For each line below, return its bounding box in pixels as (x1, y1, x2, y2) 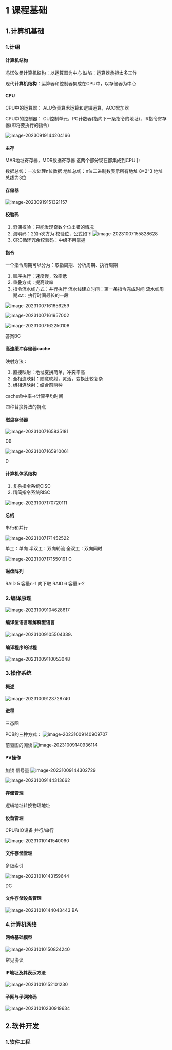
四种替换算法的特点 (5, 403, 46, 410)
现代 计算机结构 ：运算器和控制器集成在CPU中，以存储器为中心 (5, 80, 137, 86)
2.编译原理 (5, 595, 32, 602)
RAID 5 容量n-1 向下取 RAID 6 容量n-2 (5, 580, 85, 586)
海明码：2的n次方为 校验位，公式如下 (12, 230, 92, 237)
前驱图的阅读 (5, 742, 32, 748)
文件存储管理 (5, 850, 32, 856)
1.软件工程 (5, 1038, 31, 1045)
